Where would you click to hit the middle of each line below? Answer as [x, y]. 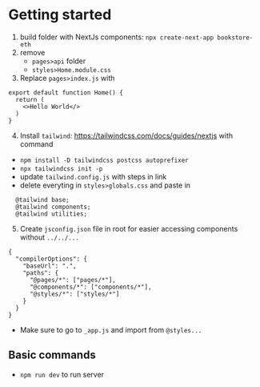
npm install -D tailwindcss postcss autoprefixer [104, 160]
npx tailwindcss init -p [61, 169]
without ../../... [50, 237]
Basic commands [52, 355]
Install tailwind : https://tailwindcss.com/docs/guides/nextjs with [126, 135]
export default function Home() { [66, 93]
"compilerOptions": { [52, 259]
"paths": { [41, 273]
